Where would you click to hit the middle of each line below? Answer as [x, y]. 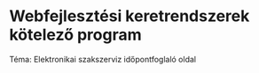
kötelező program [75, 35]
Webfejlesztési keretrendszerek [129, 16]
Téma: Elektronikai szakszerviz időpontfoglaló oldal [103, 59]
